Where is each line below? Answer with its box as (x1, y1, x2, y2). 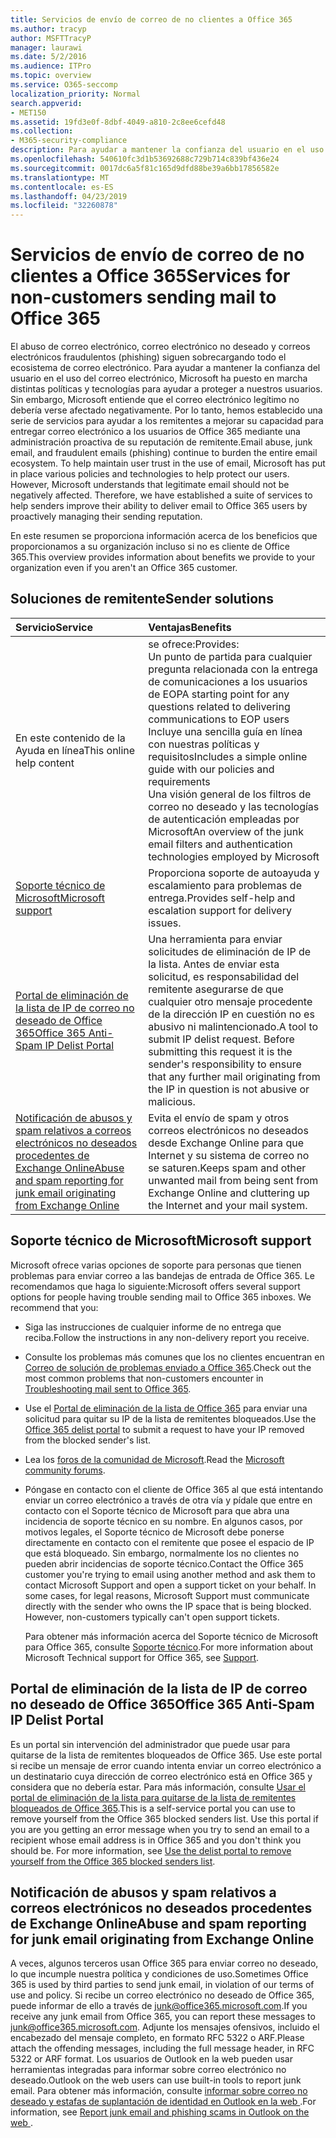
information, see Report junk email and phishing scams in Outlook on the (10, 2106, 310, 2118)
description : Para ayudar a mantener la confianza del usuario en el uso (10, 145, 325, 155)
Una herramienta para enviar (148, 932, 283, 946)
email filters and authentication (148, 837, 293, 851)
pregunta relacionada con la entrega (148, 662, 318, 676)
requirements (148, 774, 211, 788)
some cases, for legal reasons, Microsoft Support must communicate (24, 1589, 310, 1601)
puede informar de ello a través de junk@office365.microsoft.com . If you (10, 2000, 308, 2012)
